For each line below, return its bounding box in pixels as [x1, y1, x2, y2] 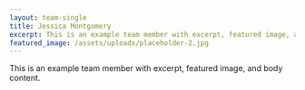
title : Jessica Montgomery [9, 22, 112, 31]
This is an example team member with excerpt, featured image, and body [9, 63, 283, 74]
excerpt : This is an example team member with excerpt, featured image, [9, 30, 290, 39]
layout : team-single [9, 13, 88, 22]
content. [9, 73, 41, 84]
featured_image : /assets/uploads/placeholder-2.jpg [9, 38, 209, 48]
